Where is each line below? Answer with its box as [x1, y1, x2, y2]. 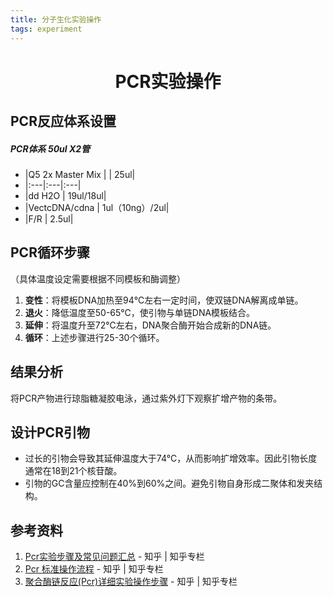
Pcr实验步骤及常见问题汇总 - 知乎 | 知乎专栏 [24, 551, 205, 563]
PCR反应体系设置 [10, 113, 117, 130]
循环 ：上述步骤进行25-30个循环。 [24, 331, 165, 343]
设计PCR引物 [10, 424, 90, 441]
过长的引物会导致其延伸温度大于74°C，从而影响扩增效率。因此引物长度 [24, 452, 318, 465]
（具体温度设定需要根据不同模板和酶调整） [10, 272, 186, 285]
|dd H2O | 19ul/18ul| [24, 190, 107, 202]
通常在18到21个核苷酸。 [24, 465, 123, 477]
